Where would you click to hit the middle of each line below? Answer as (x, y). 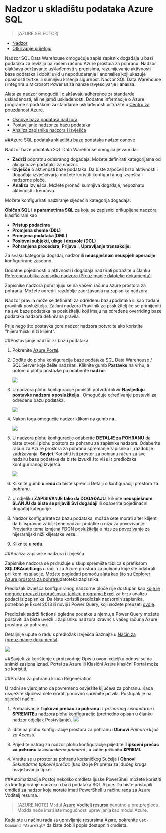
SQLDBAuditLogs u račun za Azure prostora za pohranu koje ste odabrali (80, 568)
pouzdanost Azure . (25, 110)
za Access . (24, 735)
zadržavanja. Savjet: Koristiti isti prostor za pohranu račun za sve (79, 454)
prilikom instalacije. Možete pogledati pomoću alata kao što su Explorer (78, 574)
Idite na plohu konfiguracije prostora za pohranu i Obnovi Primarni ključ (85, 729)
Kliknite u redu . (28, 544)
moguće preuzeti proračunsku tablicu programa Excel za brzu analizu (76, 594)
